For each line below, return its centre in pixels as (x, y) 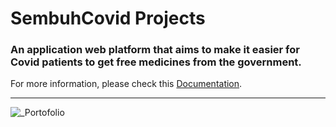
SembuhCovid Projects (108, 18)
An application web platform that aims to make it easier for (155, 50)
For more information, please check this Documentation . (126, 84)
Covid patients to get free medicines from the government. (156, 62)
